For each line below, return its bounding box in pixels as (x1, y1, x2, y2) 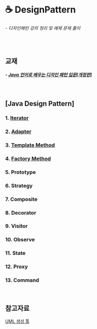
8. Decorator (5, 209, 36, 216)
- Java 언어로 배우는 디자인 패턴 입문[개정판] (5, 72, 92, 78)
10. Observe (5, 236, 35, 243)
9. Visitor (5, 223, 28, 230)
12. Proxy (5, 263, 28, 270)
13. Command (5, 277, 39, 284)
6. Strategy (5, 182, 33, 189)
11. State (5, 250, 26, 257)
